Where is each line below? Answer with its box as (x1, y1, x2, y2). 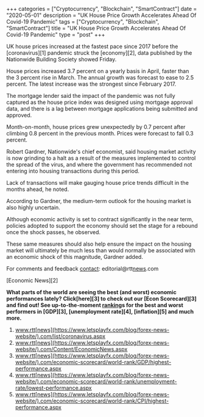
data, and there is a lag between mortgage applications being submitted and (6, 105, 198, 112)
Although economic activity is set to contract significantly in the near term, (6, 216, 194, 222)
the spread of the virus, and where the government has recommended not (6, 161, 192, 168)
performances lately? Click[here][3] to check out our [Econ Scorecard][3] (6, 295, 197, 302)
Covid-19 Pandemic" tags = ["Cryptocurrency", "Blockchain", (6, 18, 160, 25)
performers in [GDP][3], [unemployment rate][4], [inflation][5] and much (6, 308, 194, 315)
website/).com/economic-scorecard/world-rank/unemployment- (15, 378, 177, 385)
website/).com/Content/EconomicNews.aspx (15, 346, 128, 353)
